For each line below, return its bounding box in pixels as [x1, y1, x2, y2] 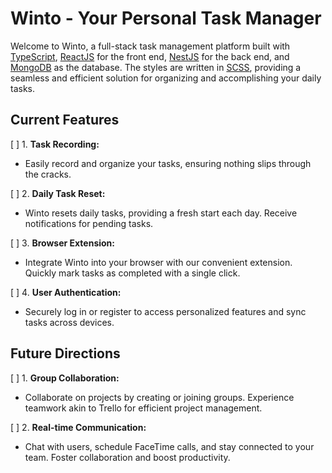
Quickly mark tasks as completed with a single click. [24, 267, 241, 279]
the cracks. [24, 168, 72, 180]
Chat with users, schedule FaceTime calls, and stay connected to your [24, 440, 315, 452]
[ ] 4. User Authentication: [10, 286, 122, 298]
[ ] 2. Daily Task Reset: [10, 187, 106, 199]
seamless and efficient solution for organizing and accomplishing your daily [10, 72, 322, 84]
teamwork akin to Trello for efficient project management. [24, 402, 263, 414]
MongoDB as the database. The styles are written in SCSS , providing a [10, 61, 302, 73]
